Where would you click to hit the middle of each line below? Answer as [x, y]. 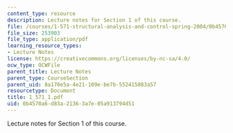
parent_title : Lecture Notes [49, 71]
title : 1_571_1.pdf [35, 98]
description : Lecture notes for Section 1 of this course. [94, 20]
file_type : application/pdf [48, 39]
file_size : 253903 [34, 33]
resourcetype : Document [42, 91]
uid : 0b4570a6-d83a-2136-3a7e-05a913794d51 [71, 104]
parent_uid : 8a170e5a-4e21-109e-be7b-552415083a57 [82, 85]
